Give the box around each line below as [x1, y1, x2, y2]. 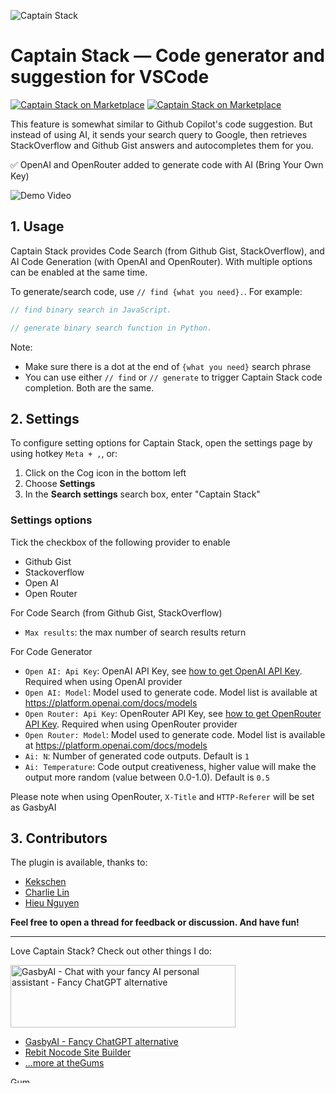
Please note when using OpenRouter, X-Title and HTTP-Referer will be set [10, 790, 315, 802]
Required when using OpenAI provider [24, 675, 183, 687]
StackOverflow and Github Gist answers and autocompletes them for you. [10, 139, 314, 151]
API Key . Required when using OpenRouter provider [24, 718, 238, 730]
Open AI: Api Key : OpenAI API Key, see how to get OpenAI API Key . [24, 665, 303, 677]
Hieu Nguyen [24, 897, 80, 909]
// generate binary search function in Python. [10, 323, 213, 333]
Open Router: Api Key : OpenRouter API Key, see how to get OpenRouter [24, 707, 322, 719]
